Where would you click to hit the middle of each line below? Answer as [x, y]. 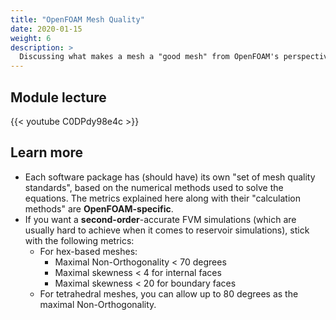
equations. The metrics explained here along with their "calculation [163, 198]
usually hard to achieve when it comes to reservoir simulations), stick [167, 230]
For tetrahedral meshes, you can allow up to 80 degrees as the [169, 293]
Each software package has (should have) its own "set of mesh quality [170, 177]
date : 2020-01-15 [46, 29]
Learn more [47, 152]
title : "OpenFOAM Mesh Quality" [77, 19]
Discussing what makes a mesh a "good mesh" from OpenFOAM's [149, 57]
